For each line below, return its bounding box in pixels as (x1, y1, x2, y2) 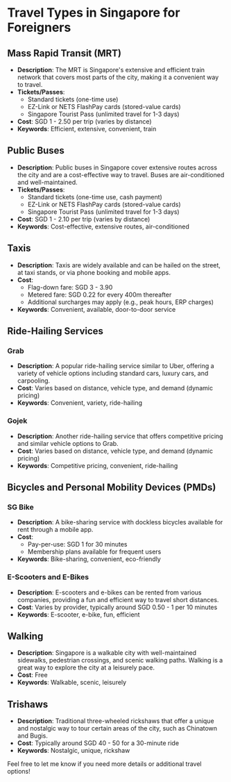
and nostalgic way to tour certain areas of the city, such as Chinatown (17, 724, 217, 733)
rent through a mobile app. (17, 526, 94, 534)
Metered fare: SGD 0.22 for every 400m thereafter (27, 290, 172, 299)
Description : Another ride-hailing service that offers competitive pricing (17, 432, 223, 440)
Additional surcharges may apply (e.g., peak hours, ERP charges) (27, 297, 214, 306)
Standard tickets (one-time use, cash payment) (27, 192, 163, 201)
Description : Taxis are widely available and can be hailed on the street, (17, 260, 221, 269)
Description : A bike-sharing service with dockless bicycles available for (17, 518, 223, 526)
